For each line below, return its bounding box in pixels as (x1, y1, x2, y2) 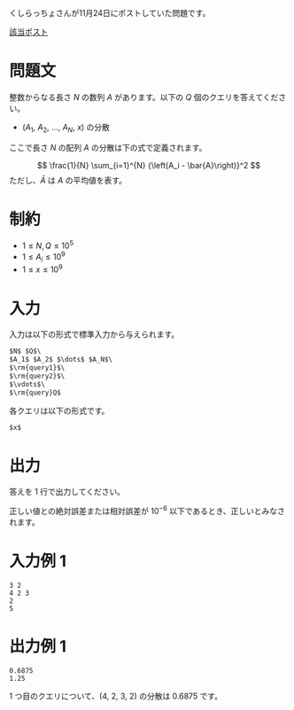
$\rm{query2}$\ (9, 371, 66, 380)
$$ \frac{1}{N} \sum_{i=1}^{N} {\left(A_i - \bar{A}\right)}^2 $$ (36, 160, 261, 170)
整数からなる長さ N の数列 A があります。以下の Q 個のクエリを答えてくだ (9, 91, 279, 102)
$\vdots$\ (9, 379, 46, 388)
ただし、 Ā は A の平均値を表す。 (9, 175, 127, 185)
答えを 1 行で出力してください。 (9, 487, 126, 497)
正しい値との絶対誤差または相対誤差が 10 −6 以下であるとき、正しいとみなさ (9, 504, 286, 517)
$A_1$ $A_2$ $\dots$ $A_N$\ (9, 355, 113, 364)
